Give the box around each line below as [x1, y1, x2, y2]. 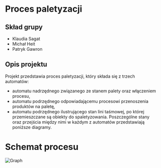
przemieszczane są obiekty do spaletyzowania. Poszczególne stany [12, 114, 150, 120]
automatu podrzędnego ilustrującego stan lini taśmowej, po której [12, 108, 144, 114]
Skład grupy [5, 23, 43, 31]
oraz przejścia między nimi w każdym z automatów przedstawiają [12, 119, 145, 125]
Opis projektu [5, 60, 47, 69]
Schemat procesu [5, 142, 79, 152]
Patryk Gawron [12, 46, 43, 52]
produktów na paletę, [12, 104, 55, 109]
